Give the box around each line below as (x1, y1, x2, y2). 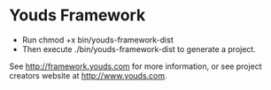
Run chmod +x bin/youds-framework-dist (21, 34, 174, 45)
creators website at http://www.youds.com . (9, 70, 167, 80)
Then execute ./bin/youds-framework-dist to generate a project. (21, 43, 257, 54)
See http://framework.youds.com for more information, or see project (9, 61, 263, 71)
